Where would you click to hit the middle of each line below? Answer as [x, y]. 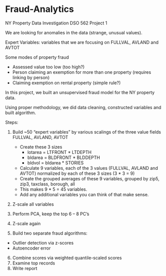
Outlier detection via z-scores [43, 243]
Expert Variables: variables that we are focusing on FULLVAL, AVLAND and [82, 42]
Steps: [12, 122]
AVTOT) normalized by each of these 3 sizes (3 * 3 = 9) [77, 173]
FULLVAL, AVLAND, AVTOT [40, 137]
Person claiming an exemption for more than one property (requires [82, 72]
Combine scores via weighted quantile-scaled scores [67, 258]
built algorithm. [21, 113]
